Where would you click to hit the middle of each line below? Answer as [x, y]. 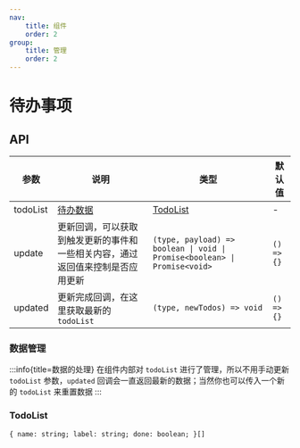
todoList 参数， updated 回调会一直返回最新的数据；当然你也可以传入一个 [143, 381]
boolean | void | [189, 249]
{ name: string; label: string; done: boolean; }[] [107, 434]
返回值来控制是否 [93, 267]
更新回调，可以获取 [98, 227]
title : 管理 [46, 51]
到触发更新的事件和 [98, 240]
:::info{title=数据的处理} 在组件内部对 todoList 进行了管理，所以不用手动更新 [150, 369]
